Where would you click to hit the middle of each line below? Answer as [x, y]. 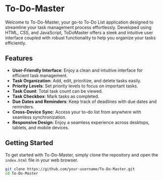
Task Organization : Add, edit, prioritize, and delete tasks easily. [77, 80]
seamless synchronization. [39, 117]
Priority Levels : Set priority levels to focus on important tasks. [75, 86]
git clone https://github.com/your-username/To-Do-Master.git [70, 169]
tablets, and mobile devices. [41, 128]
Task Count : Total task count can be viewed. [57, 91]
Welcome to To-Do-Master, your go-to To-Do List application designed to [79, 22]
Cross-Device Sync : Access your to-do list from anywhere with [77, 112]
